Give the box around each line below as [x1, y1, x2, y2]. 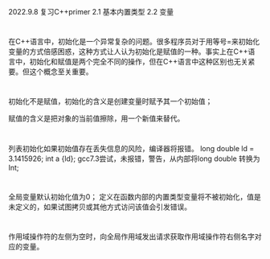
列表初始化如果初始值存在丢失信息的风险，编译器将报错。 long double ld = [8, 143, 255, 153]
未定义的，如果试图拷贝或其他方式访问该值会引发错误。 [8, 202, 191, 212]
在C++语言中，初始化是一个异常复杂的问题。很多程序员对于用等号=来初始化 [8, 37, 260, 47]
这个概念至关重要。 [29, 67, 93, 76]
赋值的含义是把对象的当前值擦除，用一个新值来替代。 [8, 113, 185, 123]
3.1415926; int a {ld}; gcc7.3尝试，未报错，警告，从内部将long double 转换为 [8, 154, 260, 163]
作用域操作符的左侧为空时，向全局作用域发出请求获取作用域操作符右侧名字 [8, 232, 255, 241]
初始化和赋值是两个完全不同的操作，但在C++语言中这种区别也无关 [29, 57, 248, 67]
